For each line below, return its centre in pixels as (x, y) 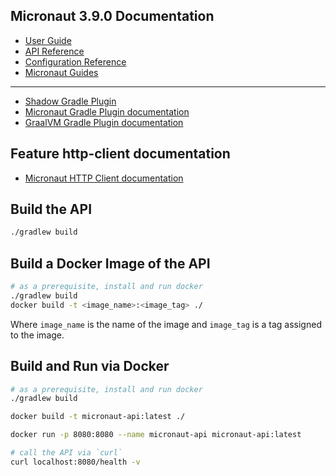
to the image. (37, 335)
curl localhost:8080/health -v (75, 462)
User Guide (48, 40)
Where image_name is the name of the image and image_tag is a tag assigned (166, 324)
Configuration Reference (75, 61)
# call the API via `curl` (66, 453)
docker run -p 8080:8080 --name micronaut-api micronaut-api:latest (156, 435)
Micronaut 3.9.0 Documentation (112, 16)
